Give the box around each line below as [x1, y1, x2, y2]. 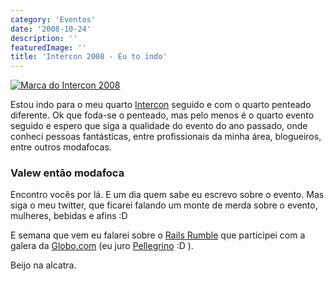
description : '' [10, 33, 78, 43]
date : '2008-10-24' [10, 24, 92, 34]
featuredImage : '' [10, 42, 87, 53]
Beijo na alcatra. [10, 259, 77, 271]
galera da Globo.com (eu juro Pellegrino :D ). [10, 240, 194, 252]
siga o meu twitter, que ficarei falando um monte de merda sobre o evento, [10, 199, 318, 211]
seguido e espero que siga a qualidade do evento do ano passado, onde [10, 120, 308, 132]
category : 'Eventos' [10, 14, 97, 25]
